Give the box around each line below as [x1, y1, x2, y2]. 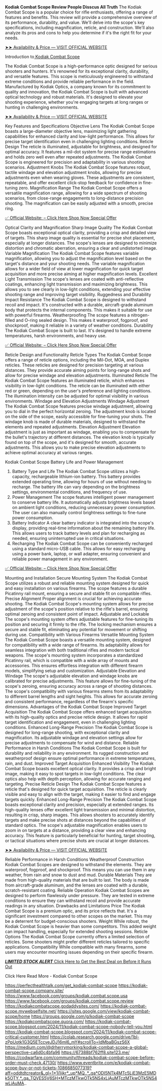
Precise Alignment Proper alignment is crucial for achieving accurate [5, 596, 142, 601]
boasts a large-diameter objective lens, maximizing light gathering [5, 128, 137, 134]
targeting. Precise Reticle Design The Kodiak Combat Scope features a [5, 781, 146, 787]
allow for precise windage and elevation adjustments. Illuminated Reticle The [5, 373, 158, 378]
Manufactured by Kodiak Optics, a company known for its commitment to [5, 84, 151, 89]
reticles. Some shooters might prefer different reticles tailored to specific [5, 939, 150, 945]
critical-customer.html [5, 1034, 49, 1040]
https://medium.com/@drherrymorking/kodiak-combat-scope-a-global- [5, 1044, 148, 1050]
